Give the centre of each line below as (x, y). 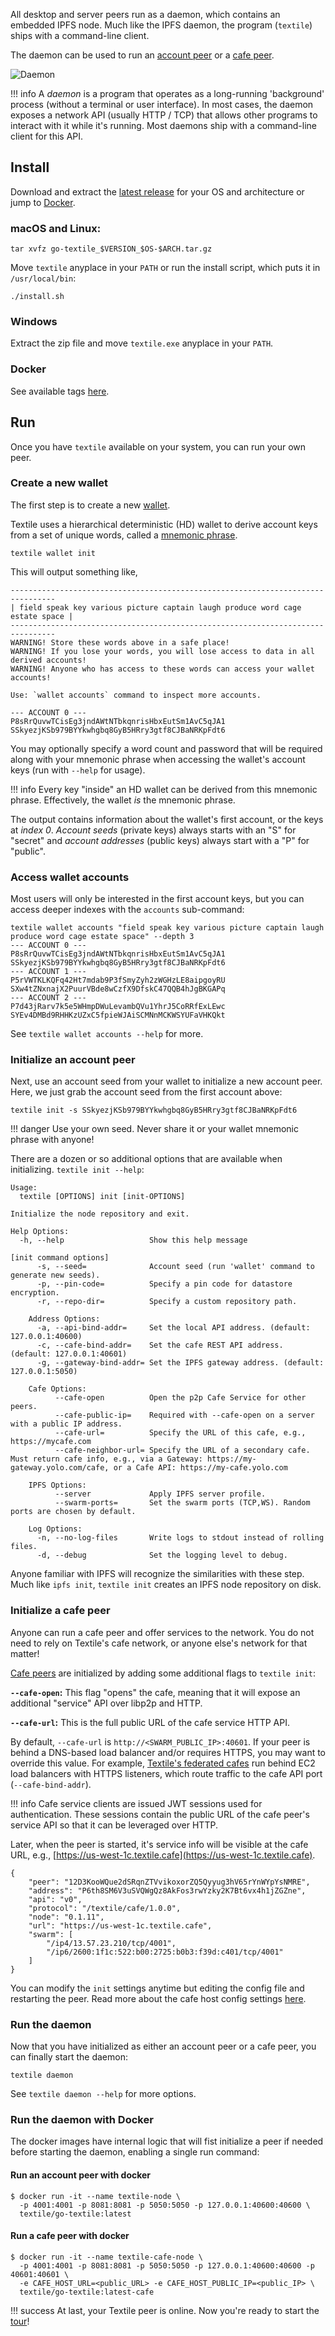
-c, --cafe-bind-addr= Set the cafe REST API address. (160, 1345)
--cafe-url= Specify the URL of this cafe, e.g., (180, 1433)
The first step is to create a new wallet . (90, 505)
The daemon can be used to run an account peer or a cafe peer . (142, 55)
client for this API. (47, 136)
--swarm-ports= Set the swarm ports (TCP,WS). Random (182, 1503)
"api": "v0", (55, 1899)
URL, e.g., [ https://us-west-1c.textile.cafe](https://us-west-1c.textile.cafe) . (163, 1855)
